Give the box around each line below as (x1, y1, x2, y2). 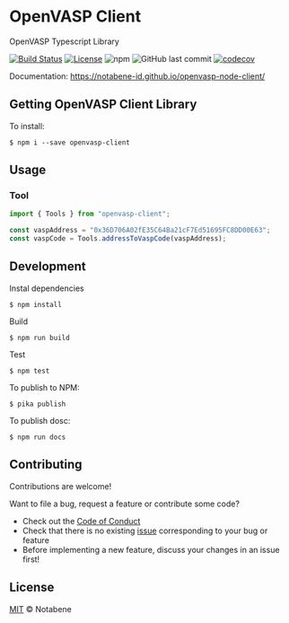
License (9, 580, 55, 595)
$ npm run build (9, 333, 70, 342)
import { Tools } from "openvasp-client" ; (9, 209, 171, 219)
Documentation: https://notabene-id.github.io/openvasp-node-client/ (9, 70, 266, 82)
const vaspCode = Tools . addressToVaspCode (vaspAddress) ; (9, 234, 227, 243)
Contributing (9, 457, 83, 472)
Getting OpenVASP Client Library (9, 97, 197, 112)
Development (9, 259, 87, 275)
